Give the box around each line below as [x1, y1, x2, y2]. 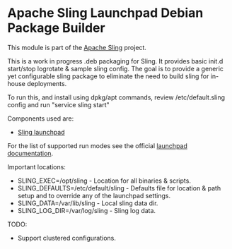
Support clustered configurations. [17, 233, 117, 242]
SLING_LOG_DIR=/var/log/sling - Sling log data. [17, 206, 156, 214]
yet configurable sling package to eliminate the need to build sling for [7, 72, 209, 80]
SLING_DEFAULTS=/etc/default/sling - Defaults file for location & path [17, 183, 221, 192]
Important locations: [7, 162, 66, 171]
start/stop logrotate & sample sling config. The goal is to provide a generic [7, 64, 224, 73]
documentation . [7, 149, 54, 157]
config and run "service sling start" [7, 100, 110, 109]
